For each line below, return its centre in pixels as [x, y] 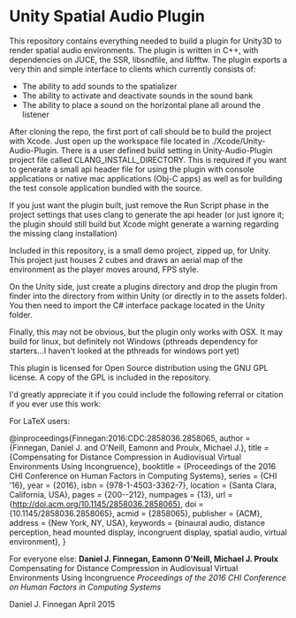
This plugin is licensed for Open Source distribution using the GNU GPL [139, 367]
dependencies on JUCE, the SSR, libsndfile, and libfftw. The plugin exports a [148, 59]
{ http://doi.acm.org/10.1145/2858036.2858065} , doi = [106, 504]
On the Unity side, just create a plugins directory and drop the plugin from [144, 286]
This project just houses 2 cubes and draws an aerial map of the [126, 259]
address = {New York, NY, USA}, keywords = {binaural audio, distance [137, 522]
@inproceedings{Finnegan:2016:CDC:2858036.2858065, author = [130, 438]
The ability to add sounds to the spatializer [99, 86]
